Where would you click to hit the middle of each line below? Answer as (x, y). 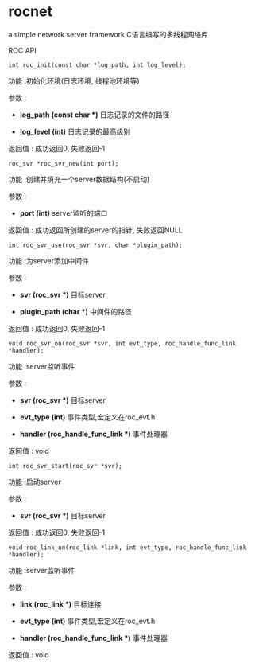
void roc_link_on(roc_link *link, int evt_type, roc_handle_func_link (127, 548)
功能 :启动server (35, 482)
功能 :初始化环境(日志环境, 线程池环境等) (74, 80)
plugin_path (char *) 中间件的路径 (76, 311)
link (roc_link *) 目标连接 (60, 604)
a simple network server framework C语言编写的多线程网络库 (108, 34)
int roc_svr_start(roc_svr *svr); (66, 466)
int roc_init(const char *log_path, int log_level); (97, 65)
